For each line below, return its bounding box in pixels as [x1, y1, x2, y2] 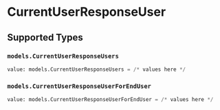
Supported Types [7, 32, 84, 43]
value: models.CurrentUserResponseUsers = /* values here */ [7, 66, 186, 73]
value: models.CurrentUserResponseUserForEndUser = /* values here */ [7, 96, 214, 103]
